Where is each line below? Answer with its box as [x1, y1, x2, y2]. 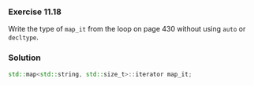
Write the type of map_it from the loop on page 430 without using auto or [8, 24, 246, 34]
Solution [8, 52, 42, 63]
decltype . [8, 32, 39, 42]
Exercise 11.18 [8, 6, 62, 17]
